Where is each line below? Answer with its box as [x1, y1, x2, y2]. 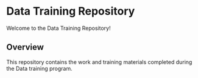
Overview [6, 42, 44, 52]
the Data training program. [6, 65, 72, 72]
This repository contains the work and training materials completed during [6, 58, 193, 65]
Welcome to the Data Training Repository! [6, 24, 111, 32]
